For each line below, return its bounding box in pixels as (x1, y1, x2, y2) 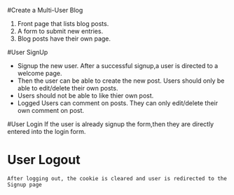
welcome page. (17, 69, 62, 77)
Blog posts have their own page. (17, 34, 111, 43)
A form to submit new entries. (17, 27, 104, 35)
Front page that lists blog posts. (17, 20, 109, 27)
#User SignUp (7, 48, 48, 56)
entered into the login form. (7, 128, 86, 135)
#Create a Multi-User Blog (7, 6, 83, 14)
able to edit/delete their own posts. (17, 84, 118, 92)
